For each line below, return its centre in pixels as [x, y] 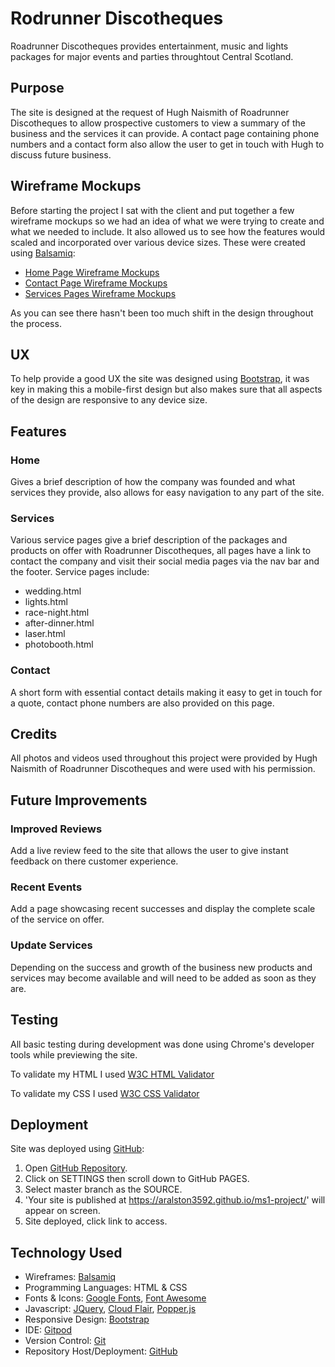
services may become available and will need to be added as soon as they [163, 978]
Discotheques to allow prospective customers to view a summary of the [158, 123]
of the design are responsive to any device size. [109, 400]
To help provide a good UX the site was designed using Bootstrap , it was [160, 379]
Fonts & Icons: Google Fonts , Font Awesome [115, 1298]
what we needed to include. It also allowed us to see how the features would [168, 231]
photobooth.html [59, 644]
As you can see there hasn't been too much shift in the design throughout [162, 313]
